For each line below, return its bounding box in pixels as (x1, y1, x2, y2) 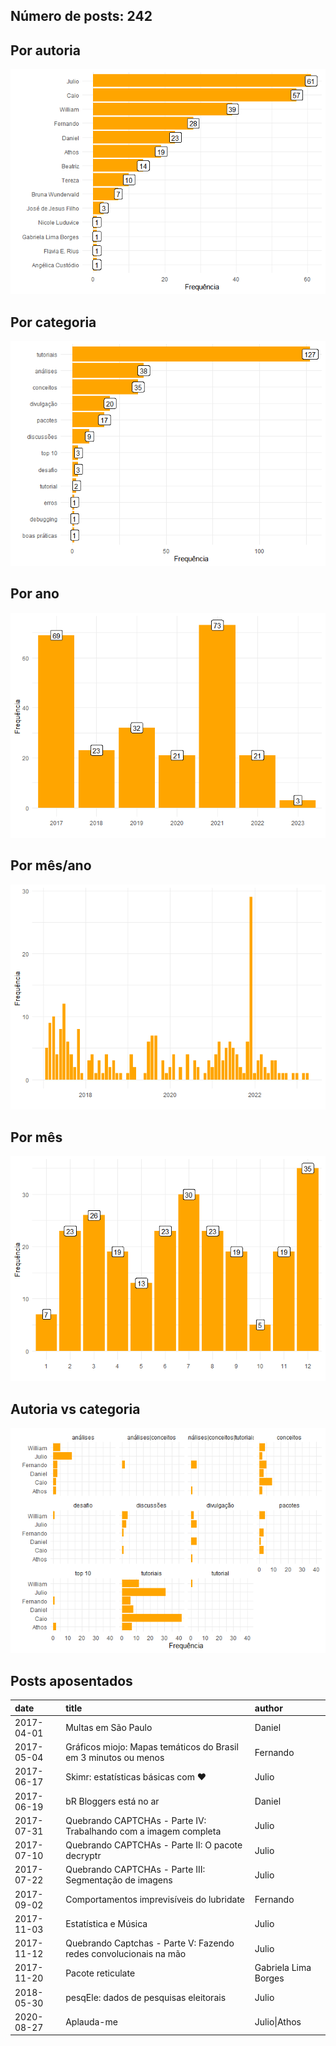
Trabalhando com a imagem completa (65, 1825, 222, 1837)
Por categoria (10, 314, 97, 331)
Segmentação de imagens (65, 1874, 173, 1886)
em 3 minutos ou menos (65, 1752, 165, 1764)
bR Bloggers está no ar (65, 1795, 160, 1808)
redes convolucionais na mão (65, 1948, 187, 1960)
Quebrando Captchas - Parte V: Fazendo (65, 1937, 235, 1949)
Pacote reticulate (65, 1967, 136, 1979)
